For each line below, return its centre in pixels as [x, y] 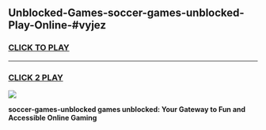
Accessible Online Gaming [53, 117]
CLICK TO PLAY [39, 48]
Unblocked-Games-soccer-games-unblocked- [126, 13]
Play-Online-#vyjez [57, 26]
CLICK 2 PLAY [36, 77]
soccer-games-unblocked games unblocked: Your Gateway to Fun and [127, 109]
